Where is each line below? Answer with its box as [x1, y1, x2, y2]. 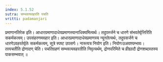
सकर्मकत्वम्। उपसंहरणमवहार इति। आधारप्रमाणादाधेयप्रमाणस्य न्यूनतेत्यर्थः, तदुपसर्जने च [5, 35, 137, 41]
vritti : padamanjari [5, 16, 48, 21]
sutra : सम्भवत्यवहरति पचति [5, 12, 49, 17]
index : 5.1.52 [5, 7, 34, 12]
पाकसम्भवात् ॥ [5, 52, 28, 58]
